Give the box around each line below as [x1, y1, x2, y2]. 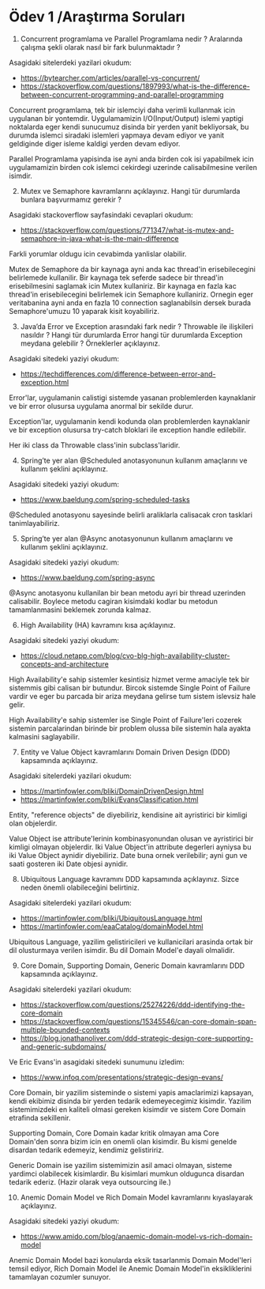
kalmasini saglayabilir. [9, 731, 80, 741]
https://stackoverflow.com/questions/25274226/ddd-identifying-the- [20, 1000, 245, 1009]
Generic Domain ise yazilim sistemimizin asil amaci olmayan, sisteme [9, 1160, 233, 1170]
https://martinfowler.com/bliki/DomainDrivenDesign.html [20, 786, 204, 796]
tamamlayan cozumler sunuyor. [9, 1272, 111, 1281]
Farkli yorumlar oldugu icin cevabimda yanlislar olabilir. [9, 249, 187, 259]
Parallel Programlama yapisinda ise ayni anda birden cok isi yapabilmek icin [9, 154, 255, 164]
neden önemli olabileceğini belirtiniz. [20, 883, 140, 892]
